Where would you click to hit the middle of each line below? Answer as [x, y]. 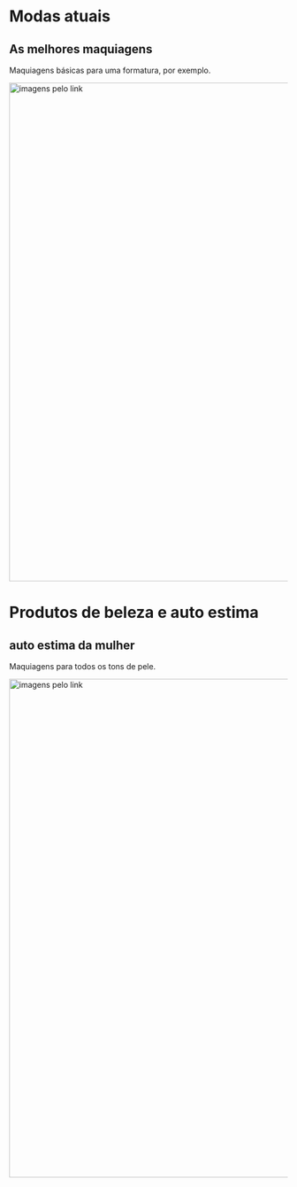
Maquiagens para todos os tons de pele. [83, 666]
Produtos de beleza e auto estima [134, 613]
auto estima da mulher [72, 645]
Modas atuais [60, 16]
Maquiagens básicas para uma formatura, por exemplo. [110, 70]
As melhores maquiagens [81, 49]
